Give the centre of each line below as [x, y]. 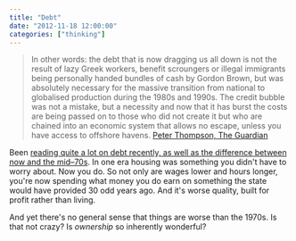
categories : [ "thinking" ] [57, 34]
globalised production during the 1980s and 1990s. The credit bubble [158, 97]
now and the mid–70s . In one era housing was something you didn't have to [148, 162]
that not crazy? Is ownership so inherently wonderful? [108, 227]
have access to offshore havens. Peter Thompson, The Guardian [149, 136]
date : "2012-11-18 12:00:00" [63, 26]
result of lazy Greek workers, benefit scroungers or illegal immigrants [158, 69]
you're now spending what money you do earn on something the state [138, 181]
